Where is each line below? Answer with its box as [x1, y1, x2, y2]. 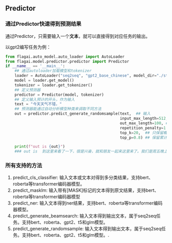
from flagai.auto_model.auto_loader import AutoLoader [5, 54, 125, 59]
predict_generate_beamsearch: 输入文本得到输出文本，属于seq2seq [12, 213, 156, 219]
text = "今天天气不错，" [14, 102, 62, 107]
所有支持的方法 [5, 162, 42, 169]
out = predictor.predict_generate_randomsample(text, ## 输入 [14, 111, 151, 117]
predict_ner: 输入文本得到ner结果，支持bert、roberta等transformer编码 [12, 200, 163, 206]
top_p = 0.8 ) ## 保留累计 [119, 135, 167, 140]
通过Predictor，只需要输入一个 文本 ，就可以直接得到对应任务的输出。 [5, 33, 150, 39]
